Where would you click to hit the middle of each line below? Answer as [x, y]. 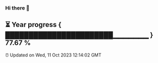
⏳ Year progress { [33, 25]
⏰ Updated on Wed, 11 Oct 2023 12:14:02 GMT [53, 55]
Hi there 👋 [18, 8]
